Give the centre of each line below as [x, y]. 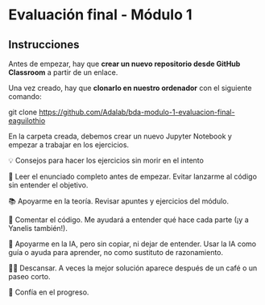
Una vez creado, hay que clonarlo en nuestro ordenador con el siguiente [130, 88]
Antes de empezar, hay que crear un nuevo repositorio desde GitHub [124, 64]
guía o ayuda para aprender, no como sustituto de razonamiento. [116, 252]
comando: [25, 97]
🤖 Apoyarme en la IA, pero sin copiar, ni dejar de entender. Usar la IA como [132, 244]
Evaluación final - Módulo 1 [100, 15]
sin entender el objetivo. [48, 185]
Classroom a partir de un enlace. [63, 72]
